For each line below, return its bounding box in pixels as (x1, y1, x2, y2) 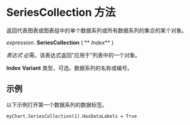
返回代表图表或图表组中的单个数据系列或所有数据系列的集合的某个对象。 (6, 27, 187, 34)
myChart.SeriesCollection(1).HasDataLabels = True (6, 113, 137, 119)
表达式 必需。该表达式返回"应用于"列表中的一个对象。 (6, 51, 141, 58)
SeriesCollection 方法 (6, 5, 116, 19)
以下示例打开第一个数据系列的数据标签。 (6, 101, 107, 108)
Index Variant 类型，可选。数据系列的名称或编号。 (6, 64, 133, 72)
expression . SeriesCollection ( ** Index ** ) (6, 39, 114, 46)
